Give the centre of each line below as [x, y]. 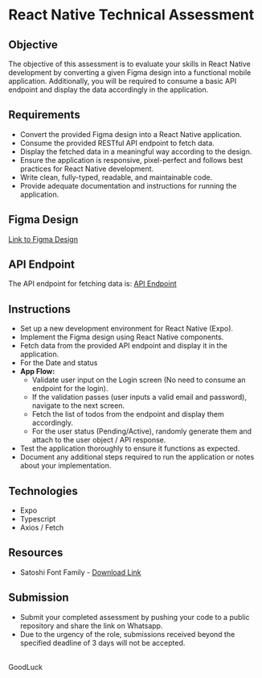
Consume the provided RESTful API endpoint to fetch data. [117, 143]
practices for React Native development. [87, 168]
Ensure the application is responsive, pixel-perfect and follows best [131, 160]
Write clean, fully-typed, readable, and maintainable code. [116, 177]
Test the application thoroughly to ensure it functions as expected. [130, 448]
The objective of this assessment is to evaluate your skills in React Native [129, 64]
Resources [36, 553]
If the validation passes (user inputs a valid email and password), [139, 397]
